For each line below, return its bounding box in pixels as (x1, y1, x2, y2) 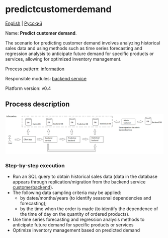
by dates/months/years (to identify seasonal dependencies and (20, 195, 152, 201)
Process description (5, 100, 70, 109)
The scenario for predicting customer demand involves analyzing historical (5, 39, 160, 46)
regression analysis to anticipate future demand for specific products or (5, 51, 154, 57)
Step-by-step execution (5, 162, 65, 169)
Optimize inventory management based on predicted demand (12, 227, 140, 233)
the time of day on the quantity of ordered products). (20, 211, 130, 217)
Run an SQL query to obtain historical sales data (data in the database (12, 173, 157, 180)
